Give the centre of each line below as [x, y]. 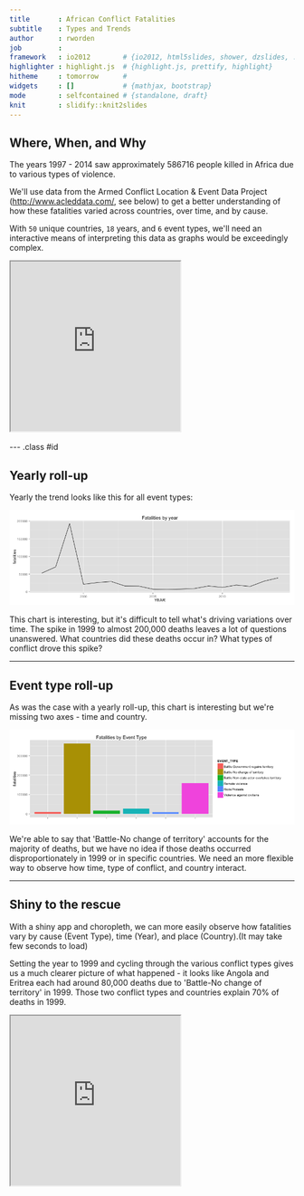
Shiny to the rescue [65, 905]
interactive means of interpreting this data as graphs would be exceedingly [149, 238]
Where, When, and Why [78, 143]
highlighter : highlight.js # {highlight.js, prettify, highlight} [141, 67]
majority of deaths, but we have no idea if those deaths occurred [130, 848]
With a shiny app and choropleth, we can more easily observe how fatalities [151, 926]
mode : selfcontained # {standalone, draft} [109, 95]
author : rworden [52, 38]
